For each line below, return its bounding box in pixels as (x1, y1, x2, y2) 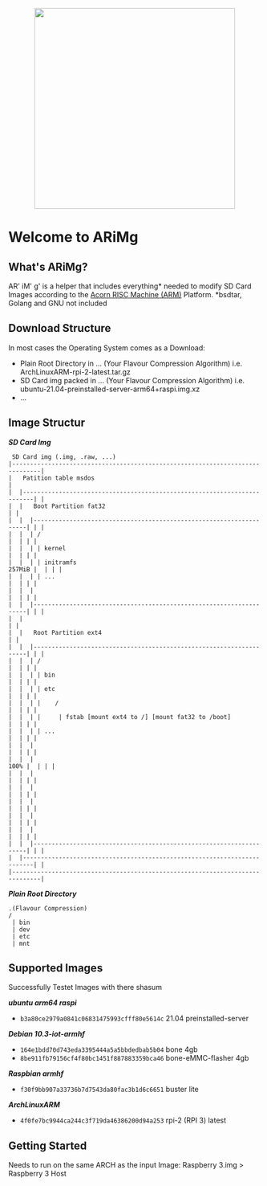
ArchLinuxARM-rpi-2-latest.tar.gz (19, 366, 131, 377)
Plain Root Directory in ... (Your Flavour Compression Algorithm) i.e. (19, 358, 243, 368)
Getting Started (8, 1139, 87, 1152)
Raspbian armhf (8, 1069, 64, 1078)
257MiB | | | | (8, 565, 63, 574)
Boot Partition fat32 (33, 502, 106, 510)
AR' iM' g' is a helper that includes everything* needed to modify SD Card (8, 281, 252, 291)
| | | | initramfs (8, 558, 78, 566)
